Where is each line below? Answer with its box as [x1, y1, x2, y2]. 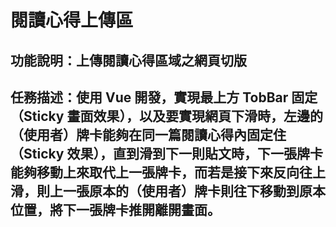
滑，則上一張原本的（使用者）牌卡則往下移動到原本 [10, 182, 326, 200]
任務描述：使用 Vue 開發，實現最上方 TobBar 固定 [10, 89, 318, 106]
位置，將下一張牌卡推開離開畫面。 [10, 201, 221, 218]
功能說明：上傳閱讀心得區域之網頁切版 [10, 52, 247, 69]
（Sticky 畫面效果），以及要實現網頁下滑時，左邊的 [10, 107, 323, 125]
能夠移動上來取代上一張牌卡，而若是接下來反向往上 [10, 164, 326, 181]
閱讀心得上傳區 [10, 9, 134, 32]
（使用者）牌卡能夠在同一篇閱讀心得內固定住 [10, 126, 287, 143]
